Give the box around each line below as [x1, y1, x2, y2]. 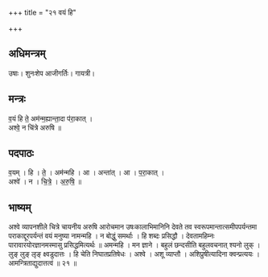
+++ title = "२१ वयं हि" [8, 8, 76, 17]
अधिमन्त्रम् [8, 47, 46, 60]
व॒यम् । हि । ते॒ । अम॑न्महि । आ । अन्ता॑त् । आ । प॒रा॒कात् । [8, 167, 165, 177]
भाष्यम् [8, 201, 31, 214]
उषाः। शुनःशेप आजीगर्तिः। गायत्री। [8, 68, 95, 78]
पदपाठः [8, 147, 35, 160]
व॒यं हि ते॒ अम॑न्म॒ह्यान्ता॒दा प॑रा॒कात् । [8, 114, 93, 123]
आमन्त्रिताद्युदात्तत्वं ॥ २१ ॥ [8, 258, 77, 268]
